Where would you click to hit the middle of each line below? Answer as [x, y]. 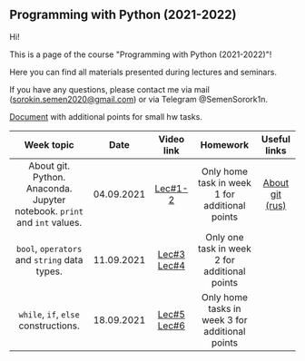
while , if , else [49, 314]
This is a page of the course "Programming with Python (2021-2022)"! [141, 54]
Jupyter [49, 200]
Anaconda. [49, 188]
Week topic [49, 144]
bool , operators [49, 249]
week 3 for [224, 319]
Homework [225, 144]
